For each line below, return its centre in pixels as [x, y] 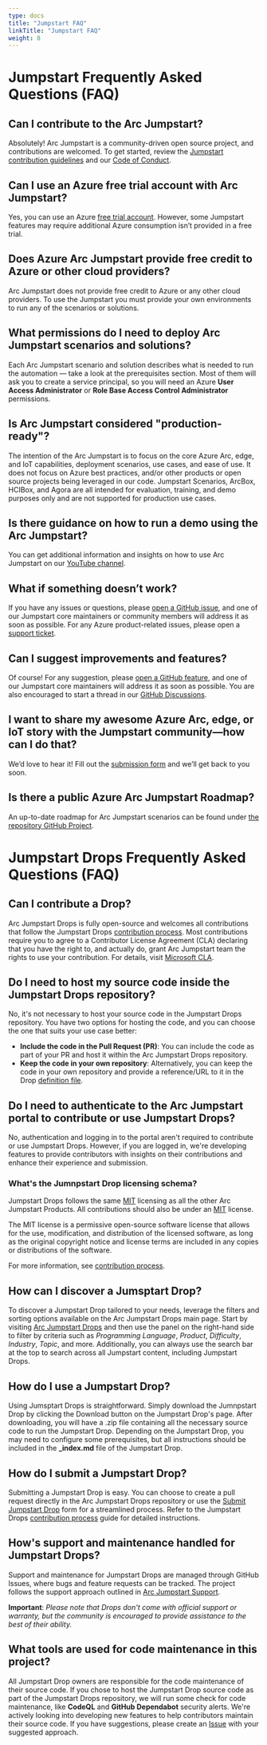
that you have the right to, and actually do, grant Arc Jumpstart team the [127, 949]
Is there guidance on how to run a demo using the [133, 523]
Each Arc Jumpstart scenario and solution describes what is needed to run [131, 365]
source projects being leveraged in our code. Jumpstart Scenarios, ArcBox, [132, 481]
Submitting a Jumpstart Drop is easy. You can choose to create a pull [122, 1492]
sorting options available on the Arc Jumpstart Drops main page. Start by [128, 1319]
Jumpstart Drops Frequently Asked [127, 857]
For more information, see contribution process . [87, 1266]
